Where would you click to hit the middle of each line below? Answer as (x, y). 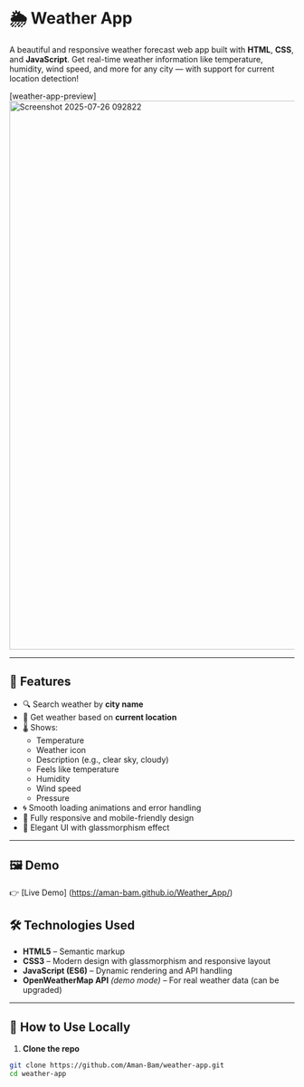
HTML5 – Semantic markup (73, 951)
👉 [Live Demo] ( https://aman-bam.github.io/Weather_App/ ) (121, 892)
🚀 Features (40, 682)
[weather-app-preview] (53, 96)
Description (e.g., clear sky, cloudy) (102, 759)
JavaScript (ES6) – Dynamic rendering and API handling (127, 971)
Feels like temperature (77, 769)
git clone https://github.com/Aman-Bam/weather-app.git (117, 1065)
